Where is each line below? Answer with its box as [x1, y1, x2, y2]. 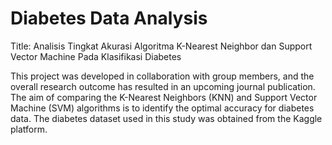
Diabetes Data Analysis [10, 7, 208, 30]
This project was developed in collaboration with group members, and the [10, 70, 315, 82]
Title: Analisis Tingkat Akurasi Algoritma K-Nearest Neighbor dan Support [10, 40, 313, 52]
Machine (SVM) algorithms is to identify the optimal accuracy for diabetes [10, 102, 315, 114]
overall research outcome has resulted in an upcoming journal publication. [10, 80, 316, 92]
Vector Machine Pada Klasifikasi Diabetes [10, 50, 182, 62]
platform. [10, 123, 48, 135]
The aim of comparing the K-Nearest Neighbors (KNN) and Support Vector [10, 91, 318, 103]
